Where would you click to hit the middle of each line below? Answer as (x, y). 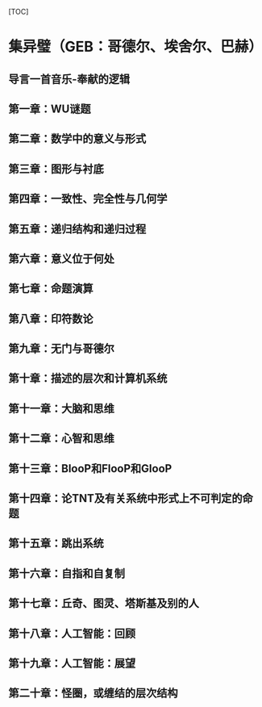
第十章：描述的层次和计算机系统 (88, 379)
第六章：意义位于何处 (61, 259)
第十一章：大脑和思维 (61, 408)
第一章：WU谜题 (50, 109)
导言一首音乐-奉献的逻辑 (69, 79)
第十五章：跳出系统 (56, 544)
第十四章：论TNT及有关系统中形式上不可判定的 (126, 498)
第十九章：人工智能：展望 (72, 663)
